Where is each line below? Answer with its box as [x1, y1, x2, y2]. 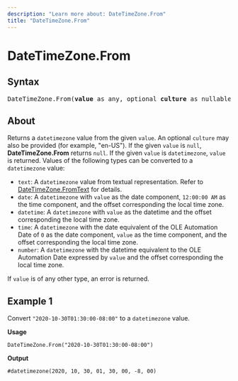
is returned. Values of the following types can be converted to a [7, 156, 193, 165]
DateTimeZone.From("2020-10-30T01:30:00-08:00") [7, 342, 154, 349]
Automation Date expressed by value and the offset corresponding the [17, 253, 224, 262]
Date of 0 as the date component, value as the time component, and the [17, 230, 227, 239]
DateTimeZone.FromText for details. [17, 186, 123, 194]
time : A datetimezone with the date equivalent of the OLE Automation [17, 223, 218, 232]
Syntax [7, 76, 40, 88]
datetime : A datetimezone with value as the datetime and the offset [17, 208, 212, 217]
